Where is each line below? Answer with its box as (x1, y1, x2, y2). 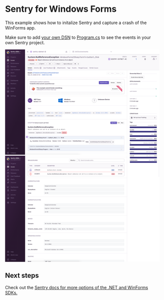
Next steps (5, 272, 39, 280)
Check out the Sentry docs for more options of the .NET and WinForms (5, 284, 148, 290)
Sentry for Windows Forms (5, 3, 117, 15)
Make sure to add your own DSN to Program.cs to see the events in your (5, 34, 151, 40)
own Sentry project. (5, 39, 45, 45)
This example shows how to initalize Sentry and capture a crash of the (5, 20, 147, 26)
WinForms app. (5, 25, 36, 30)
